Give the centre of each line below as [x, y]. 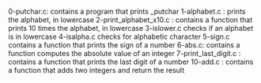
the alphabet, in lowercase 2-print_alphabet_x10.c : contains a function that [130, 20]
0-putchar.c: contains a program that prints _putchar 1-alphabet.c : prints [127, 11]
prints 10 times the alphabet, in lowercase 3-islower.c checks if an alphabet [131, 28]
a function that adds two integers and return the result [96, 70]
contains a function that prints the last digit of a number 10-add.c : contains [131, 62]
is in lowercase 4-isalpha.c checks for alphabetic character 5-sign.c [119, 36]
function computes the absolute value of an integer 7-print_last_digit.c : [125, 53]
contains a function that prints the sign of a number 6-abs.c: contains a [124, 45]
